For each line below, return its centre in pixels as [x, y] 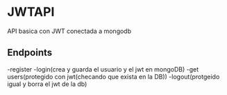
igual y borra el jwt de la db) [47, 84]
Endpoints [30, 53]
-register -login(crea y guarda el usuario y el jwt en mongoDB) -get [103, 69]
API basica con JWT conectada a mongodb [69, 31]
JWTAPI [31, 12]
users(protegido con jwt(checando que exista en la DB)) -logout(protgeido [113, 76]
